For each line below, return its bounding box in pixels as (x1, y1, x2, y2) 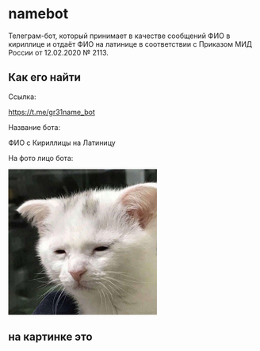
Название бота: (8, 122, 61, 132)
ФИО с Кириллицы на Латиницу (8, 138, 117, 147)
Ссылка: (8, 92, 37, 101)
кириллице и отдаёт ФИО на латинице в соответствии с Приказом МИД (8, 39, 253, 48)
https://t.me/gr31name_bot (8, 107, 95, 116)
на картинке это (8, 330, 93, 344)
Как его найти (8, 71, 82, 84)
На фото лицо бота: (8, 153, 74, 162)
